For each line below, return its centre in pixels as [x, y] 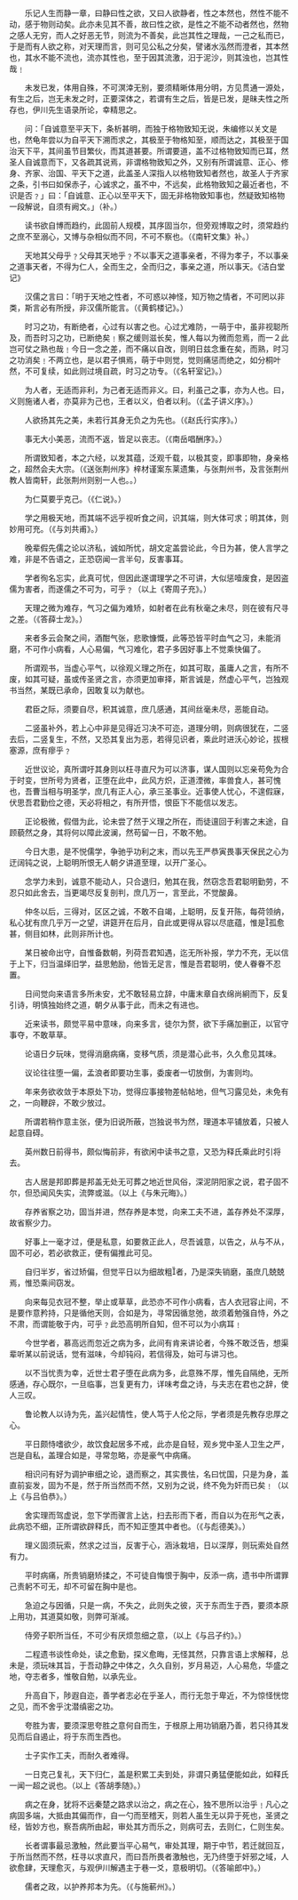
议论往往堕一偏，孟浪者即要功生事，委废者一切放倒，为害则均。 [141, 1073]
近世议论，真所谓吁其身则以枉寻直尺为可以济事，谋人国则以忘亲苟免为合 [157, 769]
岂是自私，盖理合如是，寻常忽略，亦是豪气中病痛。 [102, 1455]
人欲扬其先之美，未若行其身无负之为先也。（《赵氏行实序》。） [133, 420]
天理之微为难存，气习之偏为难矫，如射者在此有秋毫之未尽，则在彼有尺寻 [157, 608]
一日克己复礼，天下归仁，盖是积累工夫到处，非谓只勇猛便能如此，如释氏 [157, 1774]
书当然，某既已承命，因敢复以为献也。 [79, 690]
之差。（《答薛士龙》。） [48, 619]
